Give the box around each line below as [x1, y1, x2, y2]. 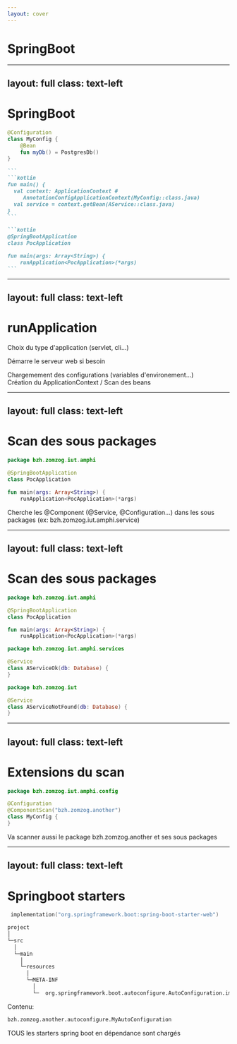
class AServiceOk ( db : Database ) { [7, 664, 109, 672]
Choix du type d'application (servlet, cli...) [7, 343, 129, 351]
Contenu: [7, 1002, 35, 1011]
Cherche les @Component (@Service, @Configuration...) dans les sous [7, 508, 215, 516]
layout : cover [7, 10, 49, 18]
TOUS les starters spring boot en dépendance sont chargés [7, 1028, 181, 1037]
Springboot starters [7, 888, 126, 904]
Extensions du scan [7, 764, 125, 780]
